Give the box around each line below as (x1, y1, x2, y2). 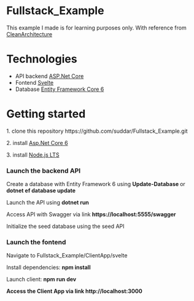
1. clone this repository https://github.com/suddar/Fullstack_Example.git (6, 127, 188, 135)
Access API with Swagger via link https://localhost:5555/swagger (6, 211, 176, 218)
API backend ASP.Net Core (15, 72, 84, 80)
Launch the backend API (6, 166, 81, 175)
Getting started (6, 107, 86, 121)
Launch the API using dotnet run (6, 199, 89, 206)
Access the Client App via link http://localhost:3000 (6, 287, 142, 295)
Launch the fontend (6, 238, 66, 246)
